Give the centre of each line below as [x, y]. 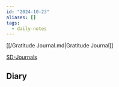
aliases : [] [21, 17]
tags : [13, 23]
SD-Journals [22, 57]
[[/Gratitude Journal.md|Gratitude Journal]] [60, 46]
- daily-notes [29, 28]
